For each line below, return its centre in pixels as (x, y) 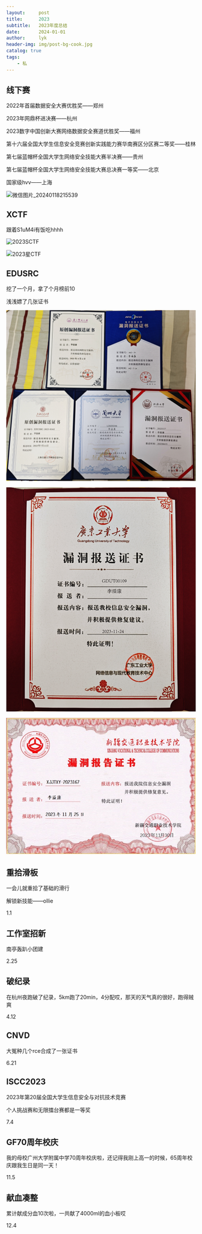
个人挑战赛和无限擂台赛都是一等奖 (48, 1109)
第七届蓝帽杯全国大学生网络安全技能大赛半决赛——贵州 (75, 157)
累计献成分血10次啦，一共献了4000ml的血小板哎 (66, 1214)
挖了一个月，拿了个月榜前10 (41, 289)
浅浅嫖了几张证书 (27, 301)
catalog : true (24, 51)
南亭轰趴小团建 (25, 949)
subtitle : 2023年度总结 (37, 25)
